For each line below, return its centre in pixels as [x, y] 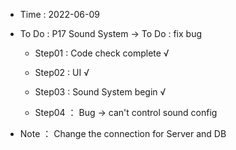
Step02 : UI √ [62, 72]
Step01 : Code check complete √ [102, 53]
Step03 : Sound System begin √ [100, 92]
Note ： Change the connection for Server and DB [123, 133]
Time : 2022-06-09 [59, 14]
